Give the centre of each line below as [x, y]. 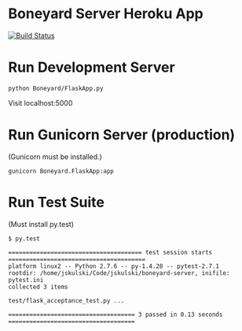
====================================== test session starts [110, 252]
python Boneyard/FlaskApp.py [56, 88]
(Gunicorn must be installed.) [55, 156]
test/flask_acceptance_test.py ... [66, 300]
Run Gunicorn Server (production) [122, 135]
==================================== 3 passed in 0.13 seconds [115, 314]
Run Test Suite [56, 203]
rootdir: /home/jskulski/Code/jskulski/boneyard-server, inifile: [119, 273]
